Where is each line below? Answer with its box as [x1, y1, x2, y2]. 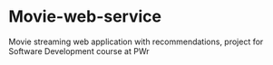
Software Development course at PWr [8, 45, 150, 56]
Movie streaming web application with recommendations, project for [8, 36, 264, 47]
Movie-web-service [8, 6, 162, 27]
